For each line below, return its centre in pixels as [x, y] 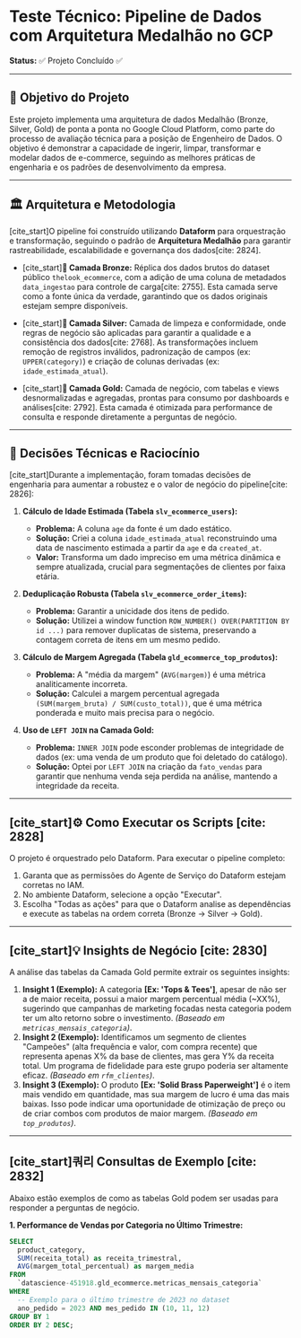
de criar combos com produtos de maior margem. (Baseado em [140, 1114]
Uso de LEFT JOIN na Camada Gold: [88, 730]
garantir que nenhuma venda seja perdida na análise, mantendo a [156, 776]
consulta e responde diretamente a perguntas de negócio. [129, 417]
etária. [47, 577]
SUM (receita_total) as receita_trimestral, [99, 1258]
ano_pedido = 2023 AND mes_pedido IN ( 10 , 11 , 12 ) [114, 1308]
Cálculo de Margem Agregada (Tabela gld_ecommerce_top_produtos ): [150, 657]
